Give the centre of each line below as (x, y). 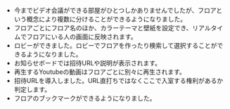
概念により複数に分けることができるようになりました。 (107, 19)
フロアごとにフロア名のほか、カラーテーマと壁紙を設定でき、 (103, 28)
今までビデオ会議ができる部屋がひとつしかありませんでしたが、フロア (115, 10)
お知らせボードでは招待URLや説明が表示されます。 (88, 63)
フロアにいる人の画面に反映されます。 (82, 37)
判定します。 (32, 89)
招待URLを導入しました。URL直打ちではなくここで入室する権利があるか (119, 81)
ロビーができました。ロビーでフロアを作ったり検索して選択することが (115, 45)
